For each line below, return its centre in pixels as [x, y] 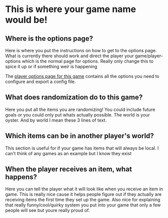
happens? [21, 177]
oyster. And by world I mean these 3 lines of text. [56, 120]
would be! [26, 20]
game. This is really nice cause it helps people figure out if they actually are [83, 194]
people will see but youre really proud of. [48, 210]
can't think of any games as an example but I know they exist [68, 153]
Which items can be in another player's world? [80, 136]
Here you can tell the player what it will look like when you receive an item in [84, 189]
